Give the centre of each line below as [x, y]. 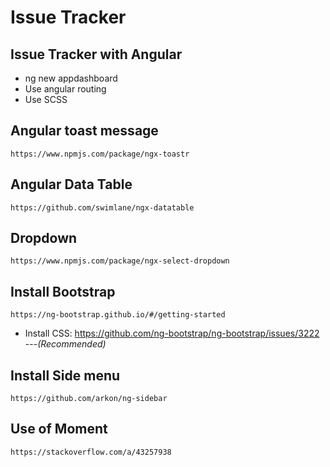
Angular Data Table [71, 184]
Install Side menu [65, 375]
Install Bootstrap [63, 291]
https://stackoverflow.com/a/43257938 [91, 452]
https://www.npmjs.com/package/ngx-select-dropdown [120, 261]
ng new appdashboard [71, 78]
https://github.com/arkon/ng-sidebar [89, 399]
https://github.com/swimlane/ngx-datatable [102, 207]
